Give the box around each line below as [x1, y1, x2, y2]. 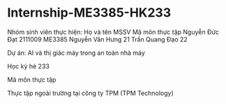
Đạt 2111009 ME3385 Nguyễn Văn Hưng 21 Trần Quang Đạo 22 [7, 35, 188, 43]
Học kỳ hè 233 [7, 62, 50, 70]
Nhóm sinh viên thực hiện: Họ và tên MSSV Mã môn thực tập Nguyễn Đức [7, 28, 220, 36]
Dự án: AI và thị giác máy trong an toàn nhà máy [7, 49, 145, 57]
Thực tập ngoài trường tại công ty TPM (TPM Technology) [7, 89, 174, 97]
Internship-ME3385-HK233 [7, 5, 172, 21]
